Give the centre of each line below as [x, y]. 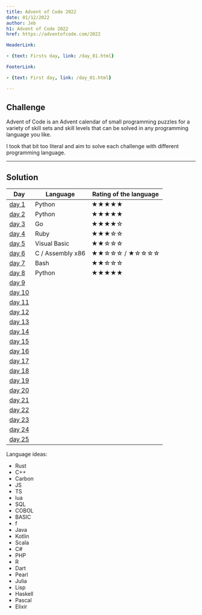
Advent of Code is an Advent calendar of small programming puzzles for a [98, 122]
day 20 [19, 390]
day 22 [19, 410]
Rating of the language [126, 195]
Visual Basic [52, 243]
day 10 [19, 293]
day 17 [19, 361]
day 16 [19, 351]
